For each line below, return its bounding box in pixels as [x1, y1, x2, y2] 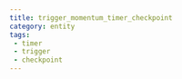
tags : [9, 30, 30, 39]
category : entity [9, 22, 76, 31]
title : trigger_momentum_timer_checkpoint [9, 13, 173, 23]
